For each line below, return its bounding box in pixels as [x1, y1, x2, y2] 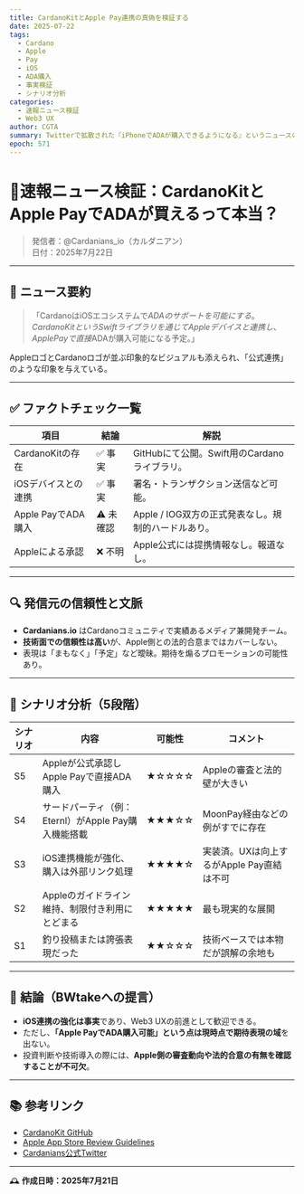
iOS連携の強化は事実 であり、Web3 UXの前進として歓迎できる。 [22, 1015, 261, 1027]
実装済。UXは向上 [202, 845, 280, 858]
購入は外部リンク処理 [42, 865, 134, 877]
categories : [9, 97, 54, 107]
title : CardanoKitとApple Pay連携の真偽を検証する [9, 13, 189, 23]
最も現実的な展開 [202, 902, 276, 914]
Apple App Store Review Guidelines [22, 1136, 156, 1147]
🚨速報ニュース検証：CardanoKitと [9, 181, 265, 202]
